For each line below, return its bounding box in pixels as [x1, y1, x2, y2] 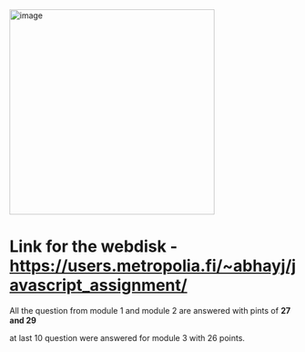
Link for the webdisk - [9, 236, 178, 257]
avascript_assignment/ [9, 275, 188, 295]
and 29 [9, 315, 36, 326]
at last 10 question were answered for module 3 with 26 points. [9, 332, 246, 343]
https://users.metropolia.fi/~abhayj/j [9, 255, 297, 276]
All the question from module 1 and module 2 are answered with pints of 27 [9, 305, 291, 316]
